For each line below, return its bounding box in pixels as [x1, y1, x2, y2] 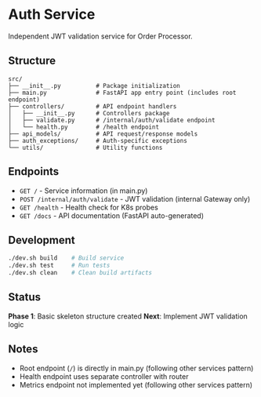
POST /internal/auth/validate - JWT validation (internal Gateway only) [19, 194, 251, 203]
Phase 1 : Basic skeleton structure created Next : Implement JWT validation [8, 311, 248, 321]
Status [8, 290, 42, 304]
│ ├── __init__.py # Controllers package [8, 109, 170, 117]
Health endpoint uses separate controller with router [19, 371, 189, 381]
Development [8, 233, 76, 246]
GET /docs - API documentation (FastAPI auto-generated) [19, 210, 205, 220]
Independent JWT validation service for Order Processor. [8, 31, 194, 41]
